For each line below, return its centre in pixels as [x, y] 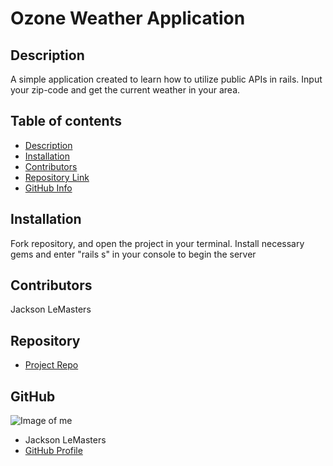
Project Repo [51, 365]
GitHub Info [48, 188]
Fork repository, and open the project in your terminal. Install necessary [157, 243]
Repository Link [57, 177]
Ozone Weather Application [128, 18]
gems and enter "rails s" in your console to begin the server [133, 254]
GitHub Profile [53, 451]
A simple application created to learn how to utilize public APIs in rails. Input [166, 79]
